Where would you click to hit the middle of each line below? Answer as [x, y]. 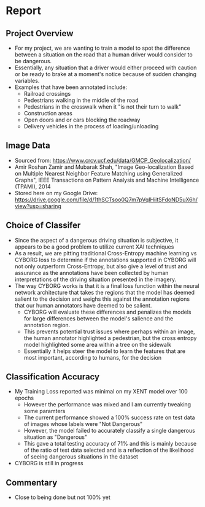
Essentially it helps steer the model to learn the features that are [104, 351]
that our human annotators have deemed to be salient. [83, 305]
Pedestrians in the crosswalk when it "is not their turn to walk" [102, 107]
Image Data [28, 146]
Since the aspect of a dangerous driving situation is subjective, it [96, 240]
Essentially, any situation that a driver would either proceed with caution [106, 68]
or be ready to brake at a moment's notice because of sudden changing [106, 74]
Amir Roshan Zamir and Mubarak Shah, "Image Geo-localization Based [104, 167]
